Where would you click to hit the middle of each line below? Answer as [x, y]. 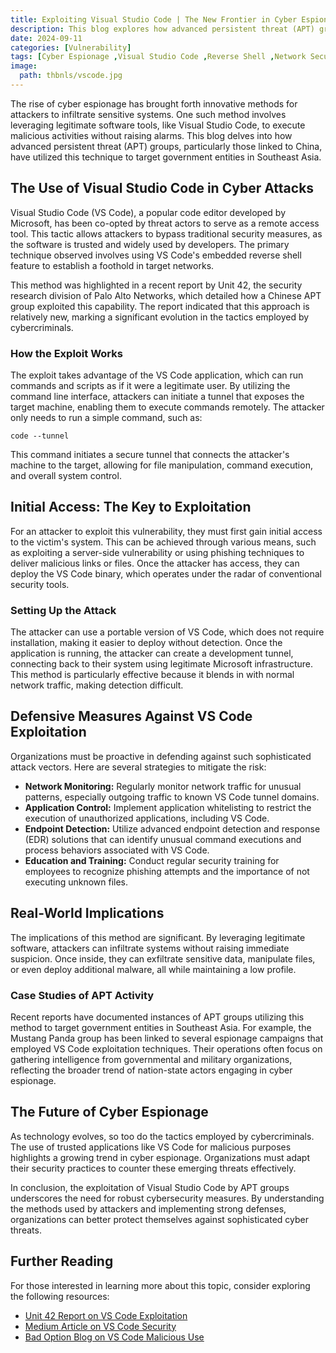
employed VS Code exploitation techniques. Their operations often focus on [166, 1049]
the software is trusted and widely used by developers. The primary [150, 244]
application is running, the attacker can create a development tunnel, [152, 653]
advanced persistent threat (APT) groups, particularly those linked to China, [166, 146]
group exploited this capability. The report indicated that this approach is [160, 306]
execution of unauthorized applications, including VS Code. [147, 818]
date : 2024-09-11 [46, 38]
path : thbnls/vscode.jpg [71, 76]
